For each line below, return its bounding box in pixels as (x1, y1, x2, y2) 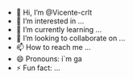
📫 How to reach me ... (15, 43, 91, 52)
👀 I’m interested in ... (15, 16, 85, 26)
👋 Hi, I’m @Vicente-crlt (15, 8, 93, 17)
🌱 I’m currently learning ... (15, 25, 102, 34)
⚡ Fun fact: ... (15, 63, 60, 73)
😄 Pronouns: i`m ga (15, 54, 82, 64)
